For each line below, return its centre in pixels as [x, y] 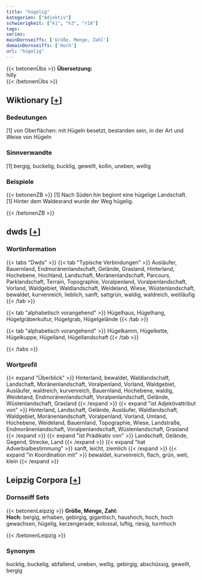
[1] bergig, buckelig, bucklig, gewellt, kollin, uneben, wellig [79, 166]
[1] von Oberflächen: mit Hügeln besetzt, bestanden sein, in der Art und [95, 131]
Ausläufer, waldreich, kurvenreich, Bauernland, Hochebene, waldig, [90, 391]
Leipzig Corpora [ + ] [44, 481]
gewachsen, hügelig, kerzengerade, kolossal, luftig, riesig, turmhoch [91, 523]
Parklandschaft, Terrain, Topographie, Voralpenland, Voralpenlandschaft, [97, 281]
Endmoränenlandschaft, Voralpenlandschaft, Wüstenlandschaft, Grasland [97, 429]
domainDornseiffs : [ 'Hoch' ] [42, 46]
